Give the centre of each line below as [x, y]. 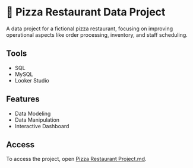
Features [23, 99]
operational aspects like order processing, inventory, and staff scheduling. [97, 34]
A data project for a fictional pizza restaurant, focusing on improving [90, 28]
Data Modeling [33, 113]
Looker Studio [32, 80]
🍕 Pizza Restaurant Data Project [86, 12]
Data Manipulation [37, 120]
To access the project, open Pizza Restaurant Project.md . [76, 159]
